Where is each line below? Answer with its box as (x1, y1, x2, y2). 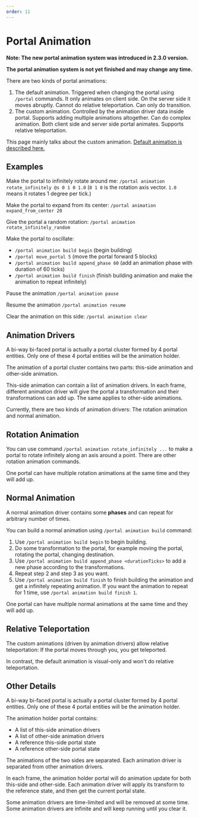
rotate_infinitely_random (6, 224, 70, 231)
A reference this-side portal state (14, 739, 96, 746)
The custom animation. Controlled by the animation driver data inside (14, 108, 184, 115)
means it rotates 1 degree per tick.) (6, 190, 91, 197)
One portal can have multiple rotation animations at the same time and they (6, 470, 190, 476)
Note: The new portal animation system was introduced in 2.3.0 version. (6, 54, 189, 61)
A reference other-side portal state (14, 745, 100, 753)
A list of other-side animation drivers (14, 733, 105, 740)
